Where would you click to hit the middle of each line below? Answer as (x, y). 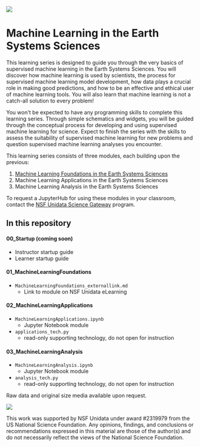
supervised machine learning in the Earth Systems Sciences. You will (91, 69)
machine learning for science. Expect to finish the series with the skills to (96, 131)
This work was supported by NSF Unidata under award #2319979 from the (98, 418)
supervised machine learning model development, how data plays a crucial (99, 81)
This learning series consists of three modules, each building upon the (93, 156)
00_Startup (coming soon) (40, 238)
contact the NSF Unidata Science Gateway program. (71, 204)
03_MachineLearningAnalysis (45, 351)
